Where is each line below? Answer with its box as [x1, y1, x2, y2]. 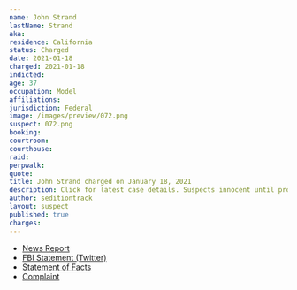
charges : [9, 218, 42, 227]
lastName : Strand [9, 21, 73, 30]
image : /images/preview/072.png [9, 111, 128, 120]
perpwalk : [9, 161, 46, 170]
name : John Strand [9, 12, 77, 22]
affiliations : [9, 95, 62, 104]
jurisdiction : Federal [9, 103, 93, 112]
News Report [21, 242, 71, 253]
